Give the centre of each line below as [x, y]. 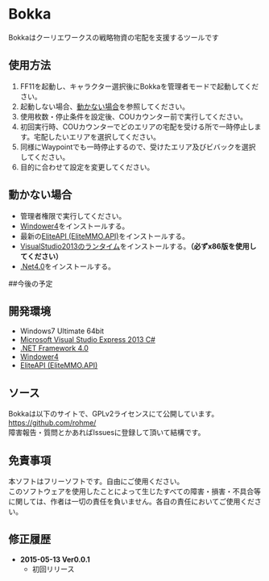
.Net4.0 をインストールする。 [67, 266]
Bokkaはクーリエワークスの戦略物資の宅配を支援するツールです [114, 37]
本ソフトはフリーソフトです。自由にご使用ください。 [96, 481]
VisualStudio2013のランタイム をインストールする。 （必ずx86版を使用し [138, 246]
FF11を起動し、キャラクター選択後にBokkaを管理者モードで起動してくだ [139, 86]
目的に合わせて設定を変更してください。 [87, 167]
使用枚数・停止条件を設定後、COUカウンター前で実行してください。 [134, 116]
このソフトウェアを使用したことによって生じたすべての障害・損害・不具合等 [135, 491]
